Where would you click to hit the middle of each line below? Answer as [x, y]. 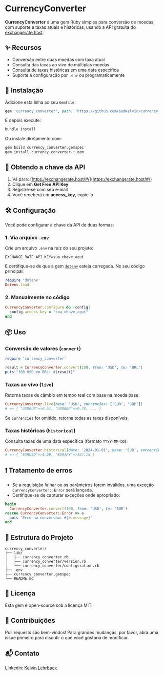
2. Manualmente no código [37, 297]
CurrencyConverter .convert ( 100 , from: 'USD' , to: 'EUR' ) [69, 509]
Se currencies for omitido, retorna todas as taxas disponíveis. [67, 418]
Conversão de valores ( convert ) [43, 348]
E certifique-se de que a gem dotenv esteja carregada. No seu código [75, 266]
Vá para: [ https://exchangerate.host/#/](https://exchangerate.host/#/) [82, 179]
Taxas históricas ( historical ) [40, 430]
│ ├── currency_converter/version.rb [46, 562]
